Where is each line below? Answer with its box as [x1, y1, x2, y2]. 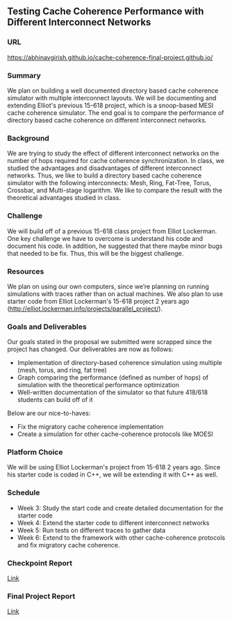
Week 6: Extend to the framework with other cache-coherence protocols [17, 533, 226, 542]
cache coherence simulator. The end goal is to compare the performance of [7, 108, 224, 117]
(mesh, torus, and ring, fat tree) [17, 366, 108, 375]
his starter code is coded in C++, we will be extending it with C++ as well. [7, 470, 218, 479]
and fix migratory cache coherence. [17, 541, 120, 549]
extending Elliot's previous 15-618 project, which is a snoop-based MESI [7, 101, 214, 109]
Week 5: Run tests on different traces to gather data [17, 526, 166, 534]
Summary [7, 70, 42, 80]
